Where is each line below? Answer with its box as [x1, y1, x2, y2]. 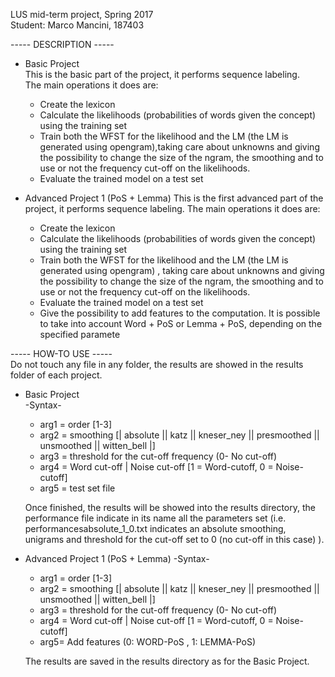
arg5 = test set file [39, 482, 116, 494]
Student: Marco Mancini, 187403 [10, 19, 145, 31]
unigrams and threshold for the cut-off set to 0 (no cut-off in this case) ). [24, 534, 325, 545]
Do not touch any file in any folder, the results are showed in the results [10, 359, 304, 370]
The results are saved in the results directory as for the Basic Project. [24, 655, 310, 667]
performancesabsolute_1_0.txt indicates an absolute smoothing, [24, 523, 287, 534]
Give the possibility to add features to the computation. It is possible [39, 307, 321, 319]
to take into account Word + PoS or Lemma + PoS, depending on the [39, 318, 323, 329]
